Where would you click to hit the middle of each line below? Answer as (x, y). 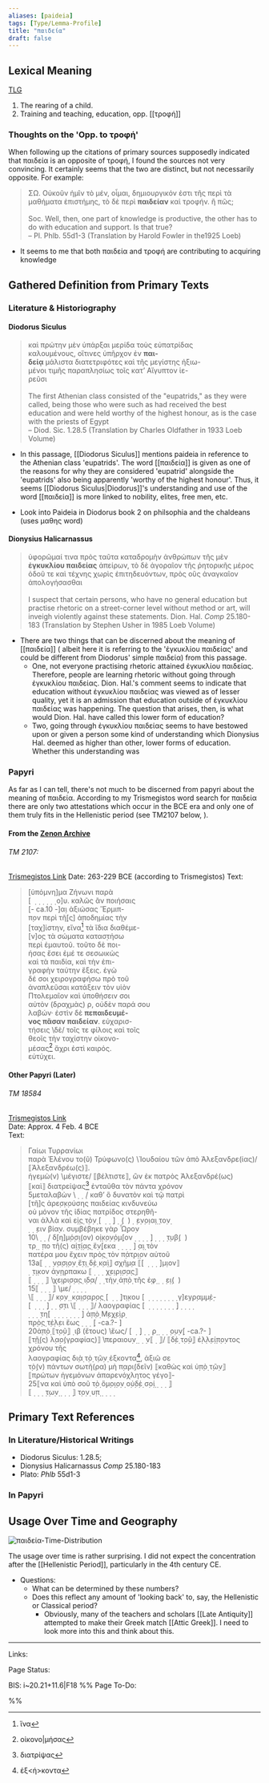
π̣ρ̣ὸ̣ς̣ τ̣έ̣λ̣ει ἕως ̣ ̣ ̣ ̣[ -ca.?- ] (75, 1322)
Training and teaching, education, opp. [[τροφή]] (100, 114)
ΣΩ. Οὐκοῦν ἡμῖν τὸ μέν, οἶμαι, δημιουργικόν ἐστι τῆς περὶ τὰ (130, 193)
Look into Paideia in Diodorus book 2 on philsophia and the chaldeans (135, 512)
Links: (18, 1654)
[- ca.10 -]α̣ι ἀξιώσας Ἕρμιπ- (76, 909)
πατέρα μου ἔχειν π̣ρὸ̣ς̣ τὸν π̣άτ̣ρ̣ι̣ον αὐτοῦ (99, 1254)
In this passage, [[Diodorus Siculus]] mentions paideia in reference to (134, 454)
